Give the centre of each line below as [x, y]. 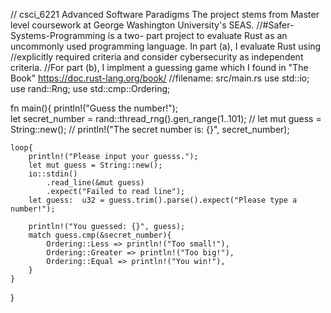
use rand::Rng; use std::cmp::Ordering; [90, 88]
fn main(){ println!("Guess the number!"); [94, 108]
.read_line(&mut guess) [95, 183]
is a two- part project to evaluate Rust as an [197, 35]
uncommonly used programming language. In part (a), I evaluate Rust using [166, 46]
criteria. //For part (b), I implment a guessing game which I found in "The [159, 67]
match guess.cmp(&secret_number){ [100, 235]
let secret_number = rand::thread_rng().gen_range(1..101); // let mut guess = [166, 118]
